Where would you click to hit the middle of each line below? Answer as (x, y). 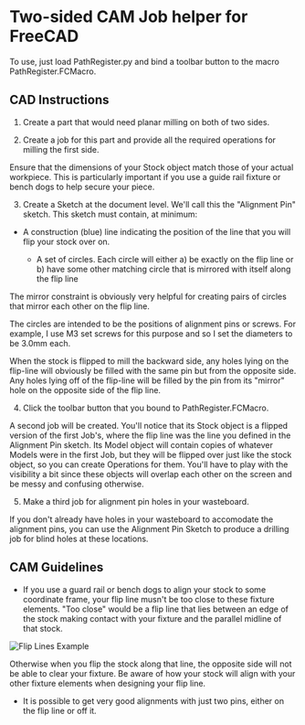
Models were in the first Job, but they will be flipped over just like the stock (151, 454)
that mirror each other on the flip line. (80, 306)
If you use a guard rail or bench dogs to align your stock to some (144, 589)
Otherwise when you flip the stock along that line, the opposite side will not (151, 664)
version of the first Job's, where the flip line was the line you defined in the (150, 435)
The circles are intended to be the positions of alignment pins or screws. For (153, 324)
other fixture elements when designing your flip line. (108, 683)
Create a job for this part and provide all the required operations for (149, 140)
